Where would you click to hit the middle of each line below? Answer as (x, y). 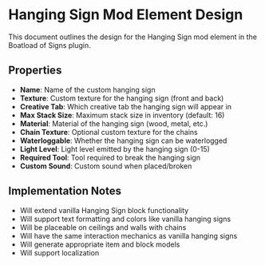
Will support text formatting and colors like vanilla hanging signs (125, 219)
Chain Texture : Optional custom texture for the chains (109, 132)
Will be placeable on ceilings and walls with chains (103, 227)
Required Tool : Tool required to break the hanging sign (110, 157)
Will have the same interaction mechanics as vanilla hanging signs (129, 235)
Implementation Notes (65, 191)
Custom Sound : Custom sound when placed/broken (106, 166)
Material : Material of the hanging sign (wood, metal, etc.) (114, 123)
